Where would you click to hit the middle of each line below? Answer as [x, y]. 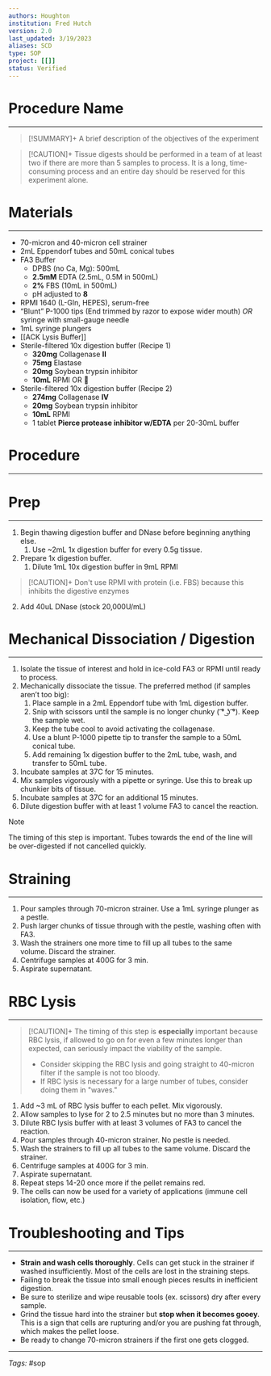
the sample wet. [59, 721]
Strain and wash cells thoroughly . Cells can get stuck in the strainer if [137, 1263]
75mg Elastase [57, 362]
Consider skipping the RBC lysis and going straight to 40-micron [147, 1064]
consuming [47, 171]
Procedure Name [66, 108]
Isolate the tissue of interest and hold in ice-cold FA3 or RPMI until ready [140, 669]
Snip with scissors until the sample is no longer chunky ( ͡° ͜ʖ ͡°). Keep [146, 712]
